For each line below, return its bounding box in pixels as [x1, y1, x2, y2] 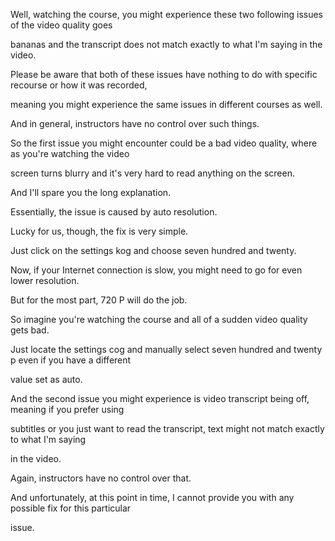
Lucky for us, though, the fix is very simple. [10, 225, 189, 237]
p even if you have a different [10, 354, 132, 366]
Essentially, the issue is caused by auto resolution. [10, 206, 218, 218]
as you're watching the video [10, 148, 130, 159]
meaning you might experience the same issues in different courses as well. [10, 99, 323, 110]
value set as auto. [10, 374, 83, 385]
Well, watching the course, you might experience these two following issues [10, 9, 324, 20]
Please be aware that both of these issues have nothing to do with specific [10, 69, 318, 80]
